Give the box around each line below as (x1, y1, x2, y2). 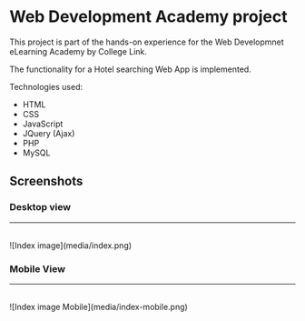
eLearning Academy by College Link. (9, 45, 148, 56)
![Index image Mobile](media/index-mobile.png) (9, 301, 188, 312)
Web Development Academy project (9, 6, 288, 27)
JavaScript (22, 118, 64, 129)
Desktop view (9, 201, 71, 214)
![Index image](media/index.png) (9, 239, 133, 251)
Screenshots (9, 174, 84, 189)
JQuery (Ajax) (22, 127, 75, 138)
